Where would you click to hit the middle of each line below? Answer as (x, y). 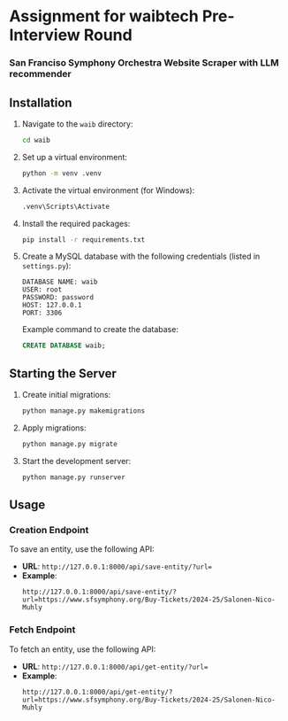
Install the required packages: (76, 223)
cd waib (36, 140)
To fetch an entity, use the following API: (83, 649)
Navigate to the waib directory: (77, 124)
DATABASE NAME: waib (60, 282)
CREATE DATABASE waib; (64, 346)
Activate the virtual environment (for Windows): (108, 190)
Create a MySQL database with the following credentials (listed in (141, 256)
